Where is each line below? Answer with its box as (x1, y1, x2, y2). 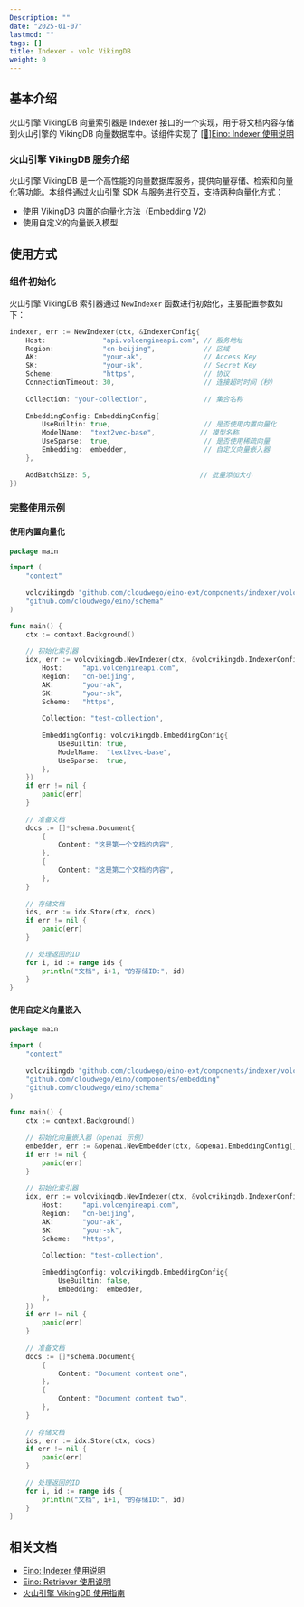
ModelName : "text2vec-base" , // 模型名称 (42, 428, 240, 437)
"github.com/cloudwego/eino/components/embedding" (25, 1075, 221, 1084)
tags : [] (9, 38, 43, 48)
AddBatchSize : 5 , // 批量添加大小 (25, 470, 253, 480)
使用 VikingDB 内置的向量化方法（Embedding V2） (22, 206, 212, 217)
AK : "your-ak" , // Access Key (25, 352, 257, 362)
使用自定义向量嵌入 (9, 1004, 81, 1015)
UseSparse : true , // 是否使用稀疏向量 (42, 436, 271, 446)
